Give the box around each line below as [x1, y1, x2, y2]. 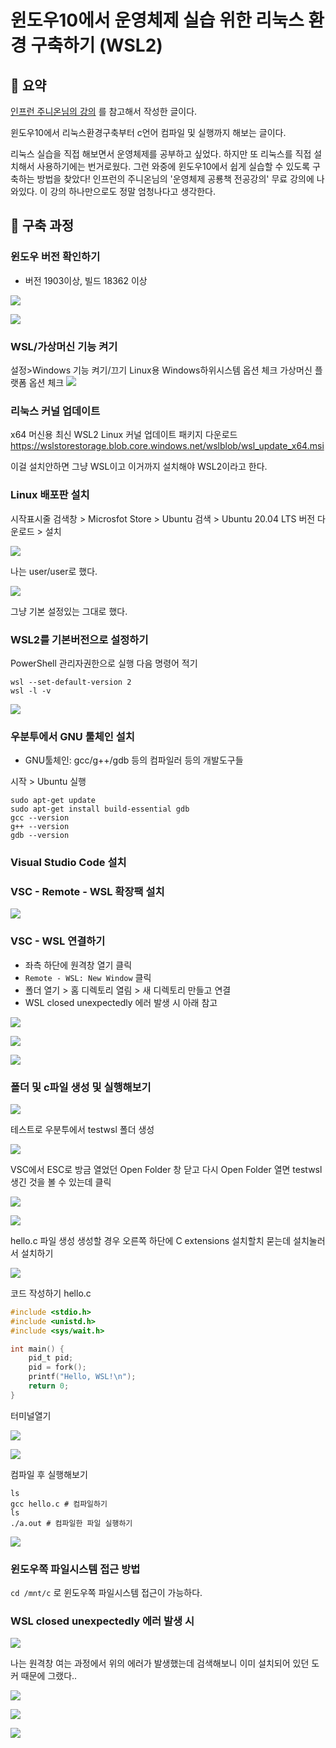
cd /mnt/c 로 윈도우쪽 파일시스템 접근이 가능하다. [10, 1587, 203, 1599]
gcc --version [10, 813, 70, 823]
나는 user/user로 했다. [10, 565, 98, 577]
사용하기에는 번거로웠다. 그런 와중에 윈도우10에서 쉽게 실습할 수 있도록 [36, 161, 311, 172]
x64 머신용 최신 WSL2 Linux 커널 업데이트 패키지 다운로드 [10, 429, 238, 441]
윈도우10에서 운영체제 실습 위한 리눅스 [10, 9, 305, 32]
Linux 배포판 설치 [10, 488, 90, 502]
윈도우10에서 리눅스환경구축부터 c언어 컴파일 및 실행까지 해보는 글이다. [10, 127, 287, 138]
